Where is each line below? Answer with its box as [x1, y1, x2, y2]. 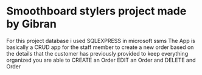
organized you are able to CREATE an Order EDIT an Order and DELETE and [6, 56, 196, 64]
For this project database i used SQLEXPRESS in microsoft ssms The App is [6, 37, 196, 44]
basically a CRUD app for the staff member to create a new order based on [6, 44, 194, 51]
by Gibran [6, 17, 57, 31]
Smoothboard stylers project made [6, 4, 187, 18]
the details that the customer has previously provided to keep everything [6, 50, 189, 57]
